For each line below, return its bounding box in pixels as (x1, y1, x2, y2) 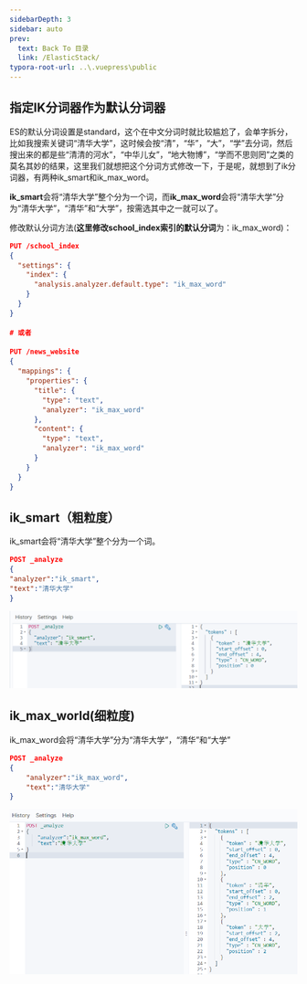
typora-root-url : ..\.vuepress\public (9, 63, 157, 72)
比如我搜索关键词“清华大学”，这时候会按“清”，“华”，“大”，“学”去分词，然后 (9, 137, 293, 148)
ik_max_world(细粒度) (9, 708, 135, 724)
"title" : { (33, 386, 76, 395)
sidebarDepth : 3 (9, 15, 71, 24)
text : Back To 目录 (17, 44, 90, 53)
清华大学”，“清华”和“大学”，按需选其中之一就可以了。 (21, 202, 223, 214)
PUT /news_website (9, 347, 79, 356)
